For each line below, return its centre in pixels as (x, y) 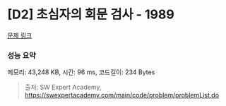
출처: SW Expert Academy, (63, 87)
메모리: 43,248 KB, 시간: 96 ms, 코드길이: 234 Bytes (81, 72)
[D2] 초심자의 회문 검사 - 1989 (91, 14)
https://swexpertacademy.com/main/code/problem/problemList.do (122, 95)
